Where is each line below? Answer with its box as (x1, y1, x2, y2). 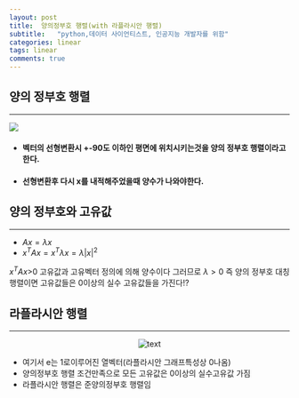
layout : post (9, 12, 58, 22)
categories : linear (9, 37, 82, 47)
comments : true (9, 54, 66, 63)
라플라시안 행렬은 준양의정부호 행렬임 (21, 378, 151, 389)
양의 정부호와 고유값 (9, 204, 112, 219)
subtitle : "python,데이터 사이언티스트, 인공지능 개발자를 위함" (9, 29, 230, 38)
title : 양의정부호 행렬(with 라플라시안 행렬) (9, 21, 163, 30)
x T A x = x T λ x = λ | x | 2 (21, 246, 98, 259)
